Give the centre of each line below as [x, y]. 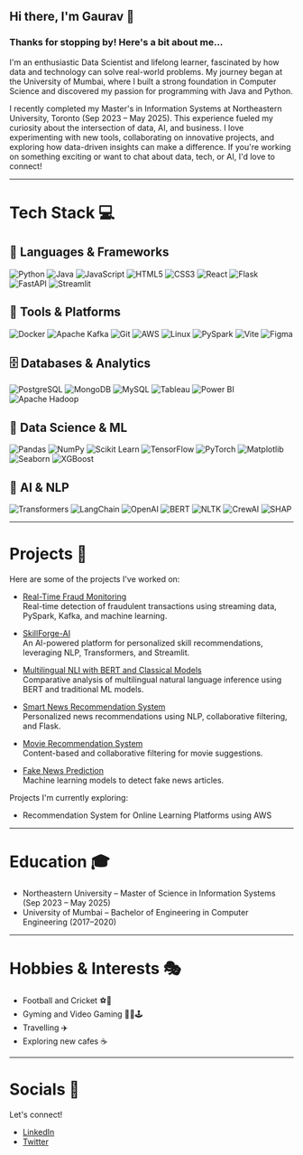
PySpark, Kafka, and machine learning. [95, 615]
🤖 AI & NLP [39, 488]
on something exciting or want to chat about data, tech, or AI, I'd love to [142, 156]
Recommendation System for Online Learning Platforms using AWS [147, 815]
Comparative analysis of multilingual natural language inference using [152, 680]
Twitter [36, 1141]
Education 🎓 [60, 862]
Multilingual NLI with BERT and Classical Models [112, 670]
